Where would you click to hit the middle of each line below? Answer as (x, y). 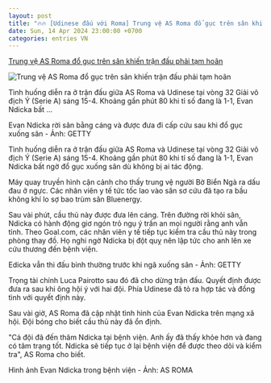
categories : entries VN (48, 38)
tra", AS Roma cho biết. (47, 355)
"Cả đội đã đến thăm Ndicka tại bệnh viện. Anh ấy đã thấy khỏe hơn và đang (135, 337)
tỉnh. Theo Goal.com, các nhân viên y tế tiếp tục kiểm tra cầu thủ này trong (133, 232)
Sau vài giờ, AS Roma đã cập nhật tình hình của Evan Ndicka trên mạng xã (131, 313)
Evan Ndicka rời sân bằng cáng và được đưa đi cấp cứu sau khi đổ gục (126, 125)
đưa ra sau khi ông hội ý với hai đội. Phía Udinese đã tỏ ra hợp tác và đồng (132, 289)
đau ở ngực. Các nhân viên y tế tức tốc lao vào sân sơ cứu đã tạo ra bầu (128, 191)
